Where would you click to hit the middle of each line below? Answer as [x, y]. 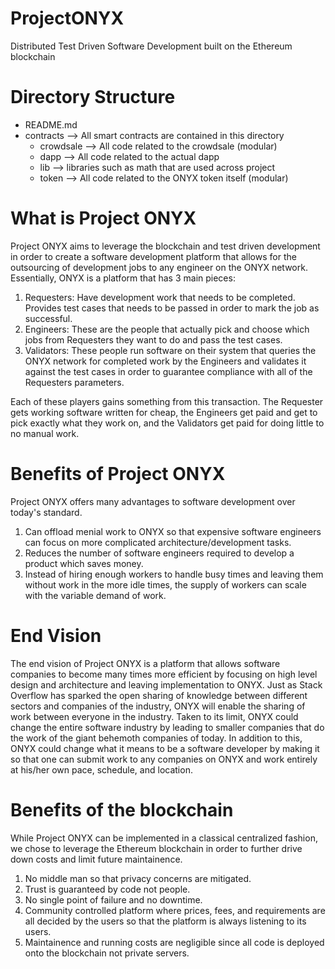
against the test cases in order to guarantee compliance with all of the [168, 371]
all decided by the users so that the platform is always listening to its [165, 921]
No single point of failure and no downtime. [113, 899]
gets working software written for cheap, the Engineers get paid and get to [164, 412]
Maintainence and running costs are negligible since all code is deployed [174, 942]
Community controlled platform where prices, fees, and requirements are [175, 910]
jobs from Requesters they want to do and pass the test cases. [153, 339]
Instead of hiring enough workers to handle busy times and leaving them [174, 574]
